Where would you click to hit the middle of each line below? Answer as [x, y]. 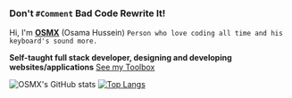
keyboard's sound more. [54, 41]
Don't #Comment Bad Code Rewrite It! [88, 13]
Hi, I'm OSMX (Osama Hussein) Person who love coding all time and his [146, 33]
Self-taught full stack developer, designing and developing [121, 58]
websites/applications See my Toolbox [82, 67]
